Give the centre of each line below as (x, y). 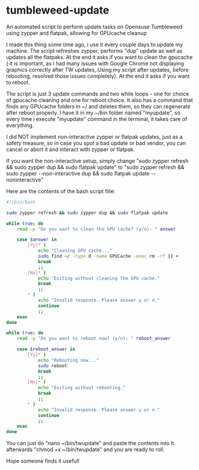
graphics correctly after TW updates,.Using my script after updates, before (97, 69)
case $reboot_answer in (46, 349)
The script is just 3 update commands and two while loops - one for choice (98, 94)
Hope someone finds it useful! (43, 461)
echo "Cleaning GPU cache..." (75, 251)
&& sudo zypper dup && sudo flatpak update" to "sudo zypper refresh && (95, 167)
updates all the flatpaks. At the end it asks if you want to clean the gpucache (99, 57)
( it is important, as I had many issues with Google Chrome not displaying (95, 63)
